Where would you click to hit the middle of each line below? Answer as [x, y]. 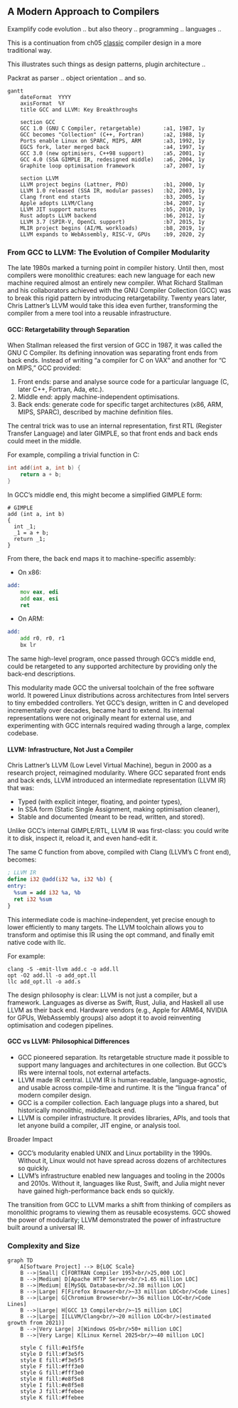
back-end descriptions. [42, 674]
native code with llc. [37, 942]
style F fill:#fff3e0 [52, 1367]
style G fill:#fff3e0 [52, 1373]
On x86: [29, 572]
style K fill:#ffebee [52, 1398]
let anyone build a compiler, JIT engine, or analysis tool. [99, 1125]
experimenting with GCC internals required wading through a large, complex [119, 725]
